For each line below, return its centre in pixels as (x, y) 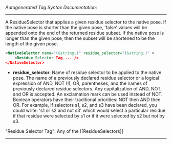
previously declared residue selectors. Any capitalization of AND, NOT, (87, 88)
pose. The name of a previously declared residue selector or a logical (86, 78)
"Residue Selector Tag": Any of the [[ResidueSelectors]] (64, 131)
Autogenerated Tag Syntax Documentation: (51, 7)
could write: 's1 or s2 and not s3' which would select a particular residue (89, 110)
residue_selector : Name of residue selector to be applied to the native (87, 72)
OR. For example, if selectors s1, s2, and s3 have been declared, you (85, 105)
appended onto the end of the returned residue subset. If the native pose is (85, 33)
